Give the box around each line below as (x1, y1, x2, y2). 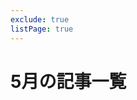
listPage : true (10, 24, 74, 34)
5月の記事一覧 (10, 70, 127, 93)
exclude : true (10, 14, 70, 25)
